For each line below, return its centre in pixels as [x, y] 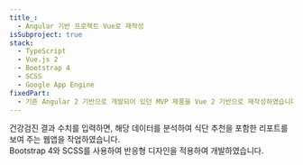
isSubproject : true [46, 34]
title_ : [24, 18]
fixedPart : [30, 93]
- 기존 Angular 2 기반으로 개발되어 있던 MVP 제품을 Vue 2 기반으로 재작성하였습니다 [157, 101]
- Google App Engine [56, 85]
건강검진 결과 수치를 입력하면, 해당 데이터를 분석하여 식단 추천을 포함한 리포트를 [149, 128]
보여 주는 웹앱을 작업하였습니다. [65, 140]
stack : [22, 43]
